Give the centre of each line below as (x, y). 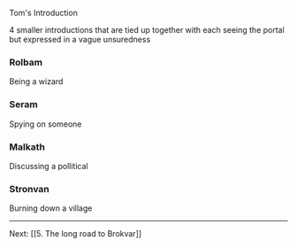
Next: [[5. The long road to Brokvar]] (76, 234)
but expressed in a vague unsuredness (80, 39)
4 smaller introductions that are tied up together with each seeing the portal (147, 30)
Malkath (27, 147)
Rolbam (26, 62)
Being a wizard (36, 81)
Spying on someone (46, 124)
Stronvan (30, 189)
